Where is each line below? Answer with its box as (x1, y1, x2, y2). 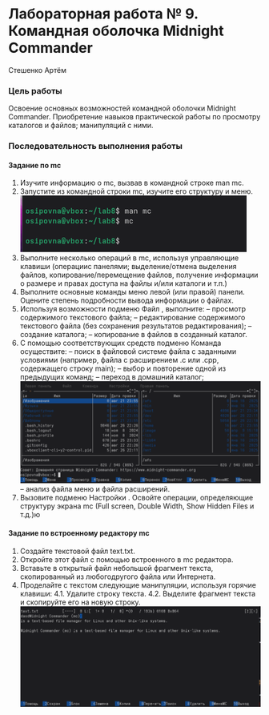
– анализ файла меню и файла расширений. (19, 484, 171, 494)
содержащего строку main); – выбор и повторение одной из (19, 364, 227, 373)
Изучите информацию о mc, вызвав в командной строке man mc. (19, 178, 244, 188)
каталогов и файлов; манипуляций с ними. (8, 121, 154, 131)
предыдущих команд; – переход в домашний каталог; (19, 372, 204, 382)
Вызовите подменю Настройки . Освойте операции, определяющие (19, 493, 254, 503)
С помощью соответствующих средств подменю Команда (19, 338, 222, 348)
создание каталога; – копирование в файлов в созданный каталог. (19, 330, 248, 339)
